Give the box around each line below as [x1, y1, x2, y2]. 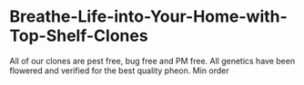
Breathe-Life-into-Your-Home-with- [9, 6, 289, 27]
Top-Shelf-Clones [9, 25, 148, 46]
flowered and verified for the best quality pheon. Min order [9, 65, 229, 76]
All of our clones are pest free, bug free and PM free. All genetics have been [9, 55, 296, 66]
